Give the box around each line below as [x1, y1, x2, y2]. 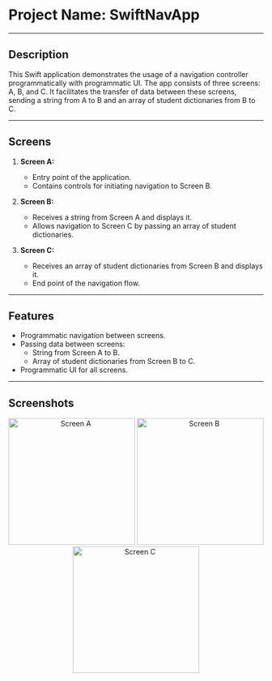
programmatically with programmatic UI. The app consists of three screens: [8, 78, 261, 88]
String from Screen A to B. [32, 348, 120, 358]
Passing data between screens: [19, 339, 125, 349]
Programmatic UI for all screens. [19, 365, 128, 375]
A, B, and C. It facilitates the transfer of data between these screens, [8, 87, 237, 96]
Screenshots [8, 396, 74, 410]
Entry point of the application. [32, 172, 132, 182]
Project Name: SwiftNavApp [8, 6, 200, 24]
